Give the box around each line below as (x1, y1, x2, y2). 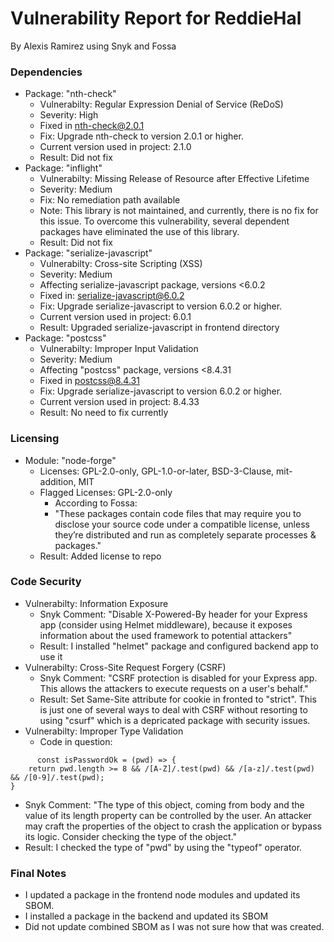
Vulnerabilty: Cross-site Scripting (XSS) (39, 258, 203, 270)
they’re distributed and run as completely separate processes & (54, 528, 317, 541)
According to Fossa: (54, 497, 138, 509)
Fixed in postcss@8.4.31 (39, 375, 140, 387)
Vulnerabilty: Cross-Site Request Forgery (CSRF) (24, 661, 227, 673)
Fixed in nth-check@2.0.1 (39, 120, 145, 132)
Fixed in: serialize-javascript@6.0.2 (39, 290, 185, 302)
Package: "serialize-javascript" (24, 247, 153, 259)
